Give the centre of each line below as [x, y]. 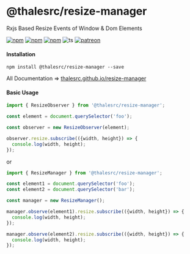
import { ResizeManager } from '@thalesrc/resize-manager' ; [85, 173]
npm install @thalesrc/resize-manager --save [65, 67]
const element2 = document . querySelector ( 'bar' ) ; [71, 190]
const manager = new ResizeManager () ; [56, 201]
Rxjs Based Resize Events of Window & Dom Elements [74, 28]
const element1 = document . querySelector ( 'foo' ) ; [71, 184]
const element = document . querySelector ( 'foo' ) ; [69, 117]
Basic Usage [22, 92]
